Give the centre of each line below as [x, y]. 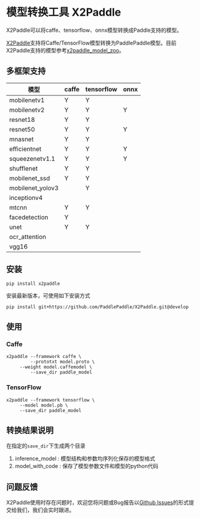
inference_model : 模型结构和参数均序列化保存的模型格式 [85, 459]
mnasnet [22, 139]
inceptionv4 [26, 198]
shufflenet [23, 168]
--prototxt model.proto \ [63, 362]
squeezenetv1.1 [32, 159]
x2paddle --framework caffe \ [44, 357]
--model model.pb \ [44, 405]
